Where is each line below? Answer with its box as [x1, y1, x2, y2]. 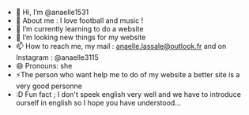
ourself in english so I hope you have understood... [15, 98, 182, 107]
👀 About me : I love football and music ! [15, 16, 144, 25]
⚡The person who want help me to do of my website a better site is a [15, 70, 240, 79]
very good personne [15, 81, 83, 91]
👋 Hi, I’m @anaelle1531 [15, 8, 89, 17]
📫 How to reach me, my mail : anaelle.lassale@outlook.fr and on [15, 42, 227, 50]
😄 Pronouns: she [15, 61, 73, 70]
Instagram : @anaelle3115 [15, 53, 99, 62]
